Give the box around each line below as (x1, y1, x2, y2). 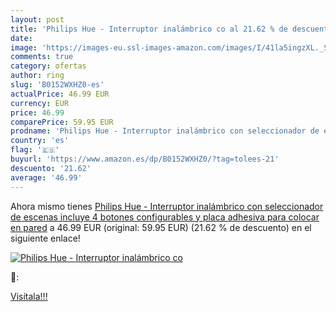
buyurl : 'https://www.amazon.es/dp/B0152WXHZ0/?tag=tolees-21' (10, 154, 280, 164)
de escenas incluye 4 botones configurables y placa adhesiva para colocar (10, 211, 320, 223)
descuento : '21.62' (10, 163, 92, 173)
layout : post (10, 14, 65, 25)
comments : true (10, 52, 74, 62)
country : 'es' (10, 136, 70, 146)
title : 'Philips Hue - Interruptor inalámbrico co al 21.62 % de (10, 24, 288, 34)
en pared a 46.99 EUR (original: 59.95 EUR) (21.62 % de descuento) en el (10, 221, 312, 233)
